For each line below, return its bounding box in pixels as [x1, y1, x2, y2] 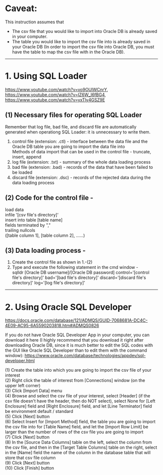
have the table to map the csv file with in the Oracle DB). [12, 49, 125, 55]
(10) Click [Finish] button [5, 465, 54, 471]
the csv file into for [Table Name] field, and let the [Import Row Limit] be [5, 424, 148, 430]
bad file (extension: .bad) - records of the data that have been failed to [12, 164, 153, 170]
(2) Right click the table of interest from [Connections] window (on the [5, 377, 146, 383]
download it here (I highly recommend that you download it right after [5, 337, 144, 343]
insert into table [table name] [5, 217, 63, 223]
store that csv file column [5, 455, 56, 461]
